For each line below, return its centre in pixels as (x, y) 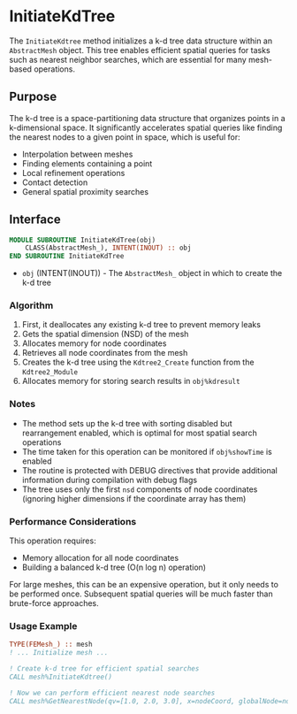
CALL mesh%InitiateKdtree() (61, 677)
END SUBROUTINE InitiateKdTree (67, 257)
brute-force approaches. (54, 603)
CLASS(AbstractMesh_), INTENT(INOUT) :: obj (108, 248)
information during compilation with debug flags (109, 480)
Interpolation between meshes (77, 154)
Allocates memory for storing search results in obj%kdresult (131, 381)
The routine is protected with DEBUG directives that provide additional (150, 470)
